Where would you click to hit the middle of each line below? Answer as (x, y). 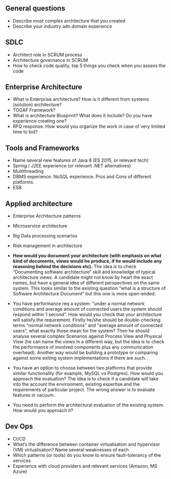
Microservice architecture (40, 226)
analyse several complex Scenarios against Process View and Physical (87, 336)
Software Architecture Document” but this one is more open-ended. (84, 294)
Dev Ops (19, 427)
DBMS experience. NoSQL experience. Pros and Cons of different (82, 177)
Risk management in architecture (48, 246)
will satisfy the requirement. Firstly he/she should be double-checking (87, 320)
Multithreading (28, 171)
